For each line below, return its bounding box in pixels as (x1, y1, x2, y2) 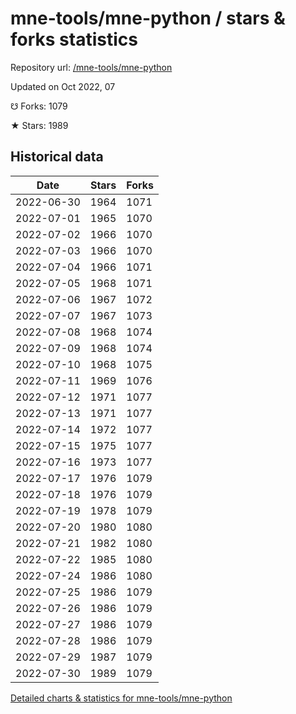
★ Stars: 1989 (10, 119, 69, 131)
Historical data (10, 148, 104, 166)
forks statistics (10, 28, 138, 51)
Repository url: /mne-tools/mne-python (10, 61, 173, 73)
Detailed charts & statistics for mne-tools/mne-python (10, 692, 233, 704)
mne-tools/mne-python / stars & (10, 7, 286, 30)
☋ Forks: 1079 (10, 100, 68, 112)
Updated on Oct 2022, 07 (10, 80, 116, 92)
